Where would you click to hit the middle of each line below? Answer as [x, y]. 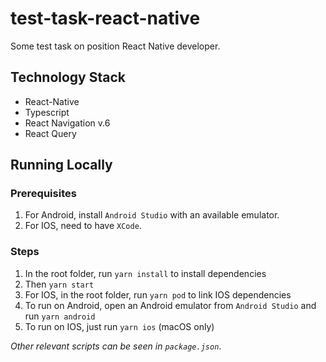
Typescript [47, 112]
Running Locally [61, 165]
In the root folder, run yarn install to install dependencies [145, 273]
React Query [50, 133]
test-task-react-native [105, 18]
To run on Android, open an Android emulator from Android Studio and [170, 305]
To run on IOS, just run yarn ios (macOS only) [119, 326]
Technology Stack [68, 77]
